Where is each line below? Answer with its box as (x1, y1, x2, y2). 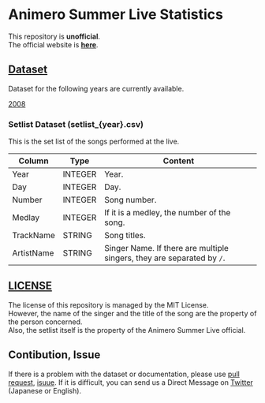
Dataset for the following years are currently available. (8, 84, 185, 93)
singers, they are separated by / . (103, 252, 226, 263)
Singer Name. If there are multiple (103, 243, 229, 254)
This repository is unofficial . (8, 32, 101, 41)
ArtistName (12, 248, 54, 259)
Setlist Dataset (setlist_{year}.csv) (8, 118, 144, 129)
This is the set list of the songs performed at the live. (8, 136, 180, 147)
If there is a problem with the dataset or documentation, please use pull (8, 369, 241, 379)
